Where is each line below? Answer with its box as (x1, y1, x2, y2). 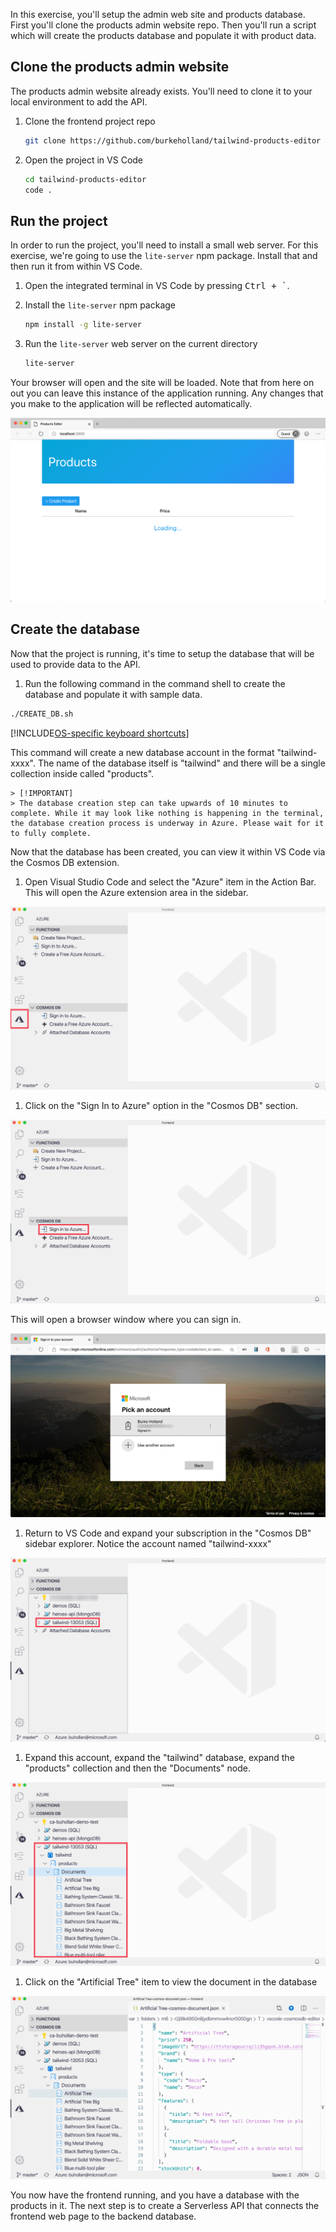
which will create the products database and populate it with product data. (10, 30, 317, 41)
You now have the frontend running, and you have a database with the (10, 2189, 300, 2201)
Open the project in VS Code (24, 154, 144, 166)
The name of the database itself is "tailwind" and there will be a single (37, 757, 326, 769)
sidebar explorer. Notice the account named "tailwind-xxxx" (24, 1538, 272, 1549)
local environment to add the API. (10, 95, 148, 108)
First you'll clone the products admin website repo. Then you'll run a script (10, 19, 317, 31)
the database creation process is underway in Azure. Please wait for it (10, 818, 325, 828)
